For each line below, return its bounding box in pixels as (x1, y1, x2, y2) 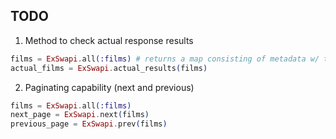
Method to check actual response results (24, 34, 194, 46)
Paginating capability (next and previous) (24, 81, 195, 93)
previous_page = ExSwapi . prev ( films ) (10, 119, 168, 129)
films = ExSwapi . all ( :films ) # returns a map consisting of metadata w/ (10, 54, 320, 64)
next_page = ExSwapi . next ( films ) (10, 110, 150, 120)
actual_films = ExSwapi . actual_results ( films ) (10, 63, 208, 73)
